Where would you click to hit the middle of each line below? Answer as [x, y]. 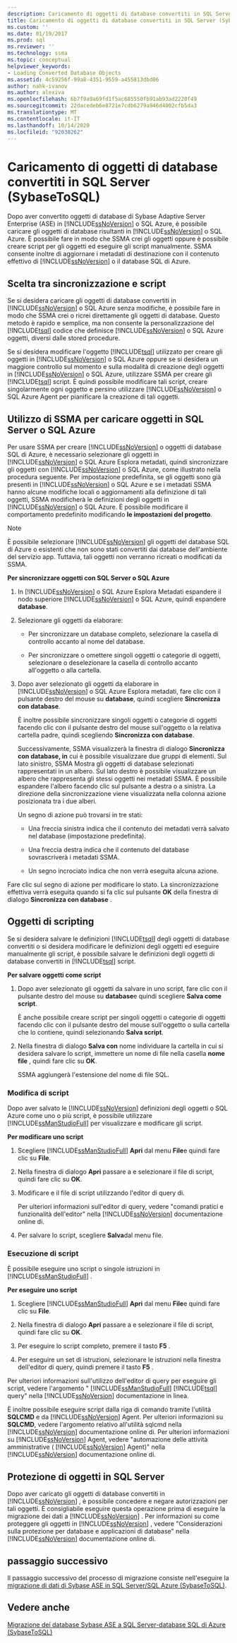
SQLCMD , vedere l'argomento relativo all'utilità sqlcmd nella [95, 1425]
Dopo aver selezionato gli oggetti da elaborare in [88, 684]
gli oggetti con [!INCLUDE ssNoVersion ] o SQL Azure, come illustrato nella [114, 469]
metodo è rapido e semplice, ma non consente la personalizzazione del [111, 323]
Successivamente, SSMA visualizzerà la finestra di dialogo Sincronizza [121, 748]
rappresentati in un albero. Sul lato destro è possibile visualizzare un [117, 771]
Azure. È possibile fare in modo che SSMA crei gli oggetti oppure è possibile [118, 239]
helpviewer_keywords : [39, 66]
